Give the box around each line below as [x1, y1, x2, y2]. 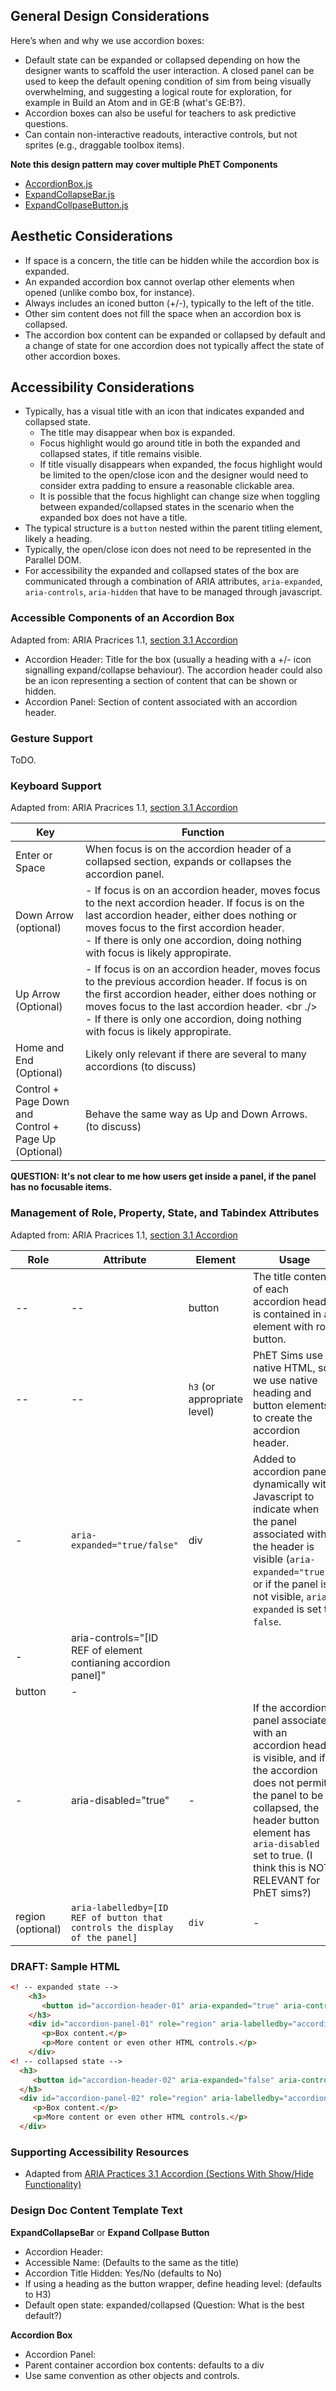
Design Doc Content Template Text [10, 2204, 183, 2218]
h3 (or [188, 1379, 216, 1393]
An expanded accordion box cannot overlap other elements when [24, 275, 295, 288]
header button [252, 1813, 320, 1827]
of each [252, 1282, 289, 1296]
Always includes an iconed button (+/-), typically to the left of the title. [24, 297, 315, 309]
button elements [252, 1398, 330, 1412]
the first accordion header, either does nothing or [85, 987, 317, 1001]
